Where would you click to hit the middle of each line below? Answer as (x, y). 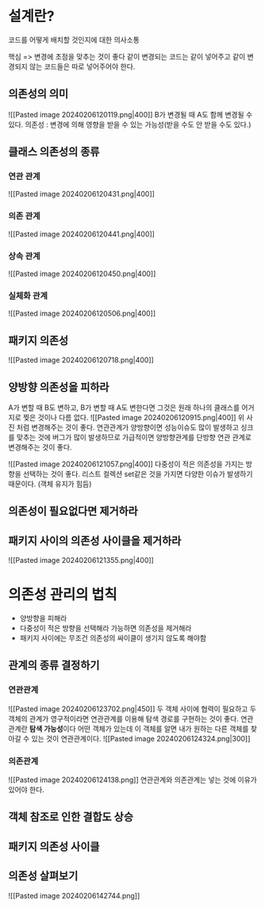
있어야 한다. (27, 790)
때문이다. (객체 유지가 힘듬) (50, 484)
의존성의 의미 (38, 94)
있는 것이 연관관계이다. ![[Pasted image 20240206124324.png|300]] (141, 738)
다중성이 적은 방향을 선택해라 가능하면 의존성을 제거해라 (106, 628)
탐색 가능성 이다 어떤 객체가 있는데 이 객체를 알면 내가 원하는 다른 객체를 (139, 728)
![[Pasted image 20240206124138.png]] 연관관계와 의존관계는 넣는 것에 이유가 (133, 780)
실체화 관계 (28, 296)
